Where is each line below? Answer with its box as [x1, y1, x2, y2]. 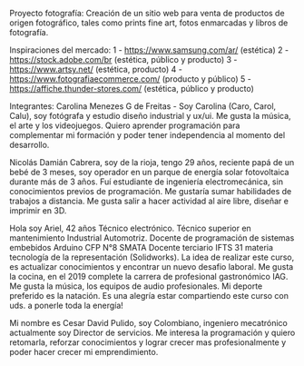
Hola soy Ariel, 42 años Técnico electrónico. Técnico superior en [9, 223, 251, 233]
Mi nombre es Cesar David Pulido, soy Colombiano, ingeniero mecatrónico [9, 318, 288, 328]
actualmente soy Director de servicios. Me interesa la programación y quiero [9, 327, 296, 338]
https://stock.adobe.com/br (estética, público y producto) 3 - [9, 54, 238, 64]
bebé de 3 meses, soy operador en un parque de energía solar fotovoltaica [9, 167, 289, 177]
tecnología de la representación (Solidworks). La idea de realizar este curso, [9, 252, 295, 262]
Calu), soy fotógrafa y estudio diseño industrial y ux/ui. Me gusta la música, [9, 111, 292, 121]
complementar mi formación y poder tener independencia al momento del [9, 130, 286, 140]
